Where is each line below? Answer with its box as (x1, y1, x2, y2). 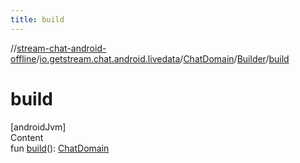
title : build (10, 14, 65, 25)
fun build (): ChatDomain (10, 142, 110, 154)
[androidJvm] (10, 121, 67, 133)
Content (10, 131, 44, 143)
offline (10, 52, 37, 65)
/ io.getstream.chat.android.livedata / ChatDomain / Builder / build (36, 52, 290, 65)
